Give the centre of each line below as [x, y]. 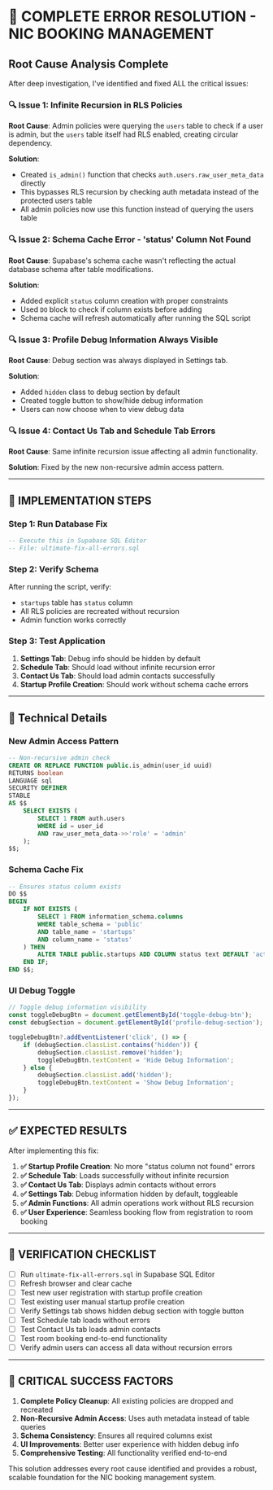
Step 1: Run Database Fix [58, 524]
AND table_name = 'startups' [87, 931]
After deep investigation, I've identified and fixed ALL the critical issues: [129, 83]
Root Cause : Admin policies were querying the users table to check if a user [136, 126]
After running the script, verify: [60, 586]
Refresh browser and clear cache [76, 1283]
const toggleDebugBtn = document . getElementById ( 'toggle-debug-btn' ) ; [130, 1015]
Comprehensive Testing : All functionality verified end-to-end [123, 1453]
